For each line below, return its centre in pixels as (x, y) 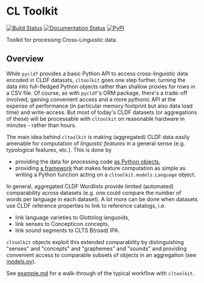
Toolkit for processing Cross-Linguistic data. (62, 39)
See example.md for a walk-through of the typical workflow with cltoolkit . (100, 273)
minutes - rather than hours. (42, 125)
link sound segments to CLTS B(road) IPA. (67, 230)
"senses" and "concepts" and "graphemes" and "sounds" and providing (97, 248)
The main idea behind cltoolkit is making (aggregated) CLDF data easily (98, 137)
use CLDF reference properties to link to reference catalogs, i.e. (86, 205)
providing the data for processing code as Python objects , (88, 162)
